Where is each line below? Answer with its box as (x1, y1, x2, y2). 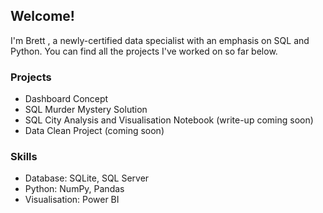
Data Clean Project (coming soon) (24, 125, 165, 137)
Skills (10, 150, 38, 164)
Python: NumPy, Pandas (24, 183, 125, 195)
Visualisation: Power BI (24, 194, 120, 206)
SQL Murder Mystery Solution (24, 104, 148, 116)
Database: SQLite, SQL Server (24, 172, 150, 184)
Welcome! (10, 8, 75, 25)
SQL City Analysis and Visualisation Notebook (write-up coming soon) (24, 114, 314, 126)
